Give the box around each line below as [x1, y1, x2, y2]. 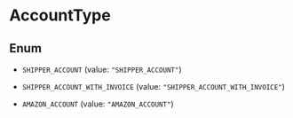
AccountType [9, 5, 111, 26]
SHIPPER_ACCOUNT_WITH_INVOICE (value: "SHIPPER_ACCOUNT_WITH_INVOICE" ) [21, 82, 286, 91]
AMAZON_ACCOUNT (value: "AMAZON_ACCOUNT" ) [21, 98, 175, 109]
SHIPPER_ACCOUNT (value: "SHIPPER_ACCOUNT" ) [21, 64, 182, 75]
